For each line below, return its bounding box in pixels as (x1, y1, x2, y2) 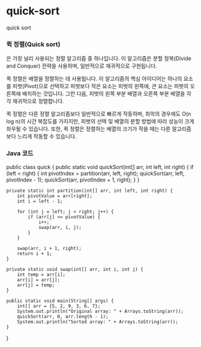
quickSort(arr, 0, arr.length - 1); (17, 313, 109, 319)
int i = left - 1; (17, 198, 63, 204)
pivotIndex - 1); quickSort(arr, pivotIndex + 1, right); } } (6, 176, 140, 183)
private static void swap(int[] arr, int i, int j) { (6, 266, 144, 272)
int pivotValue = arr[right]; (17, 193, 93, 199)
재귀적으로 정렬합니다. (12, 98, 64, 105)
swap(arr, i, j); (38, 224, 82, 230)
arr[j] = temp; (17, 282, 55, 288)
